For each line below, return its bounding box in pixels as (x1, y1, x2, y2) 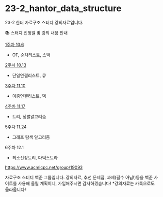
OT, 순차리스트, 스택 (12, 52, 50, 58)
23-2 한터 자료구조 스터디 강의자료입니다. (5, 19, 83, 25)
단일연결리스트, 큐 (12, 72, 46, 78)
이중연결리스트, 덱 (12, 93, 46, 99)
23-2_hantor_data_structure (5, 3, 122, 14)
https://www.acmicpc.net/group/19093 (5, 164, 83, 170)
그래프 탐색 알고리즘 (12, 134, 50, 140)
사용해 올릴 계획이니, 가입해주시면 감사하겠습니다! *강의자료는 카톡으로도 (17, 180, 155, 186)
